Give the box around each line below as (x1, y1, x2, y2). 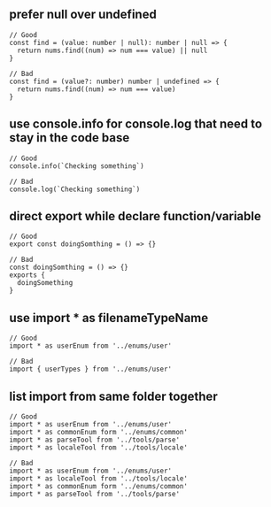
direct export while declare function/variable (9, 209, 261, 224)
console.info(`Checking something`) (9, 161, 144, 171)
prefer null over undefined (9, 7, 157, 22)
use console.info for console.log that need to (9, 117, 263, 132)
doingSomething (17, 279, 74, 288)
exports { (9, 271, 46, 280)
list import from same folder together (9, 388, 219, 403)
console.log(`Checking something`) (9, 185, 141, 194)
